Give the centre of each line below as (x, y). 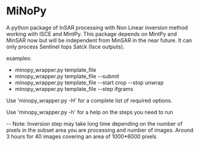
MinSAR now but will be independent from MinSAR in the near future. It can (99, 40)
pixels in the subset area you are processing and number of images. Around (100, 130)
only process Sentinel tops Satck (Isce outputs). (65, 47)
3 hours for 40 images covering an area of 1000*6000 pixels (82, 136)
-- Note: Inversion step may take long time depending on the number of (94, 123)
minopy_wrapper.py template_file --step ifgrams (74, 89)
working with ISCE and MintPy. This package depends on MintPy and (92, 34)
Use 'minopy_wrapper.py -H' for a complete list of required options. (89, 101)
